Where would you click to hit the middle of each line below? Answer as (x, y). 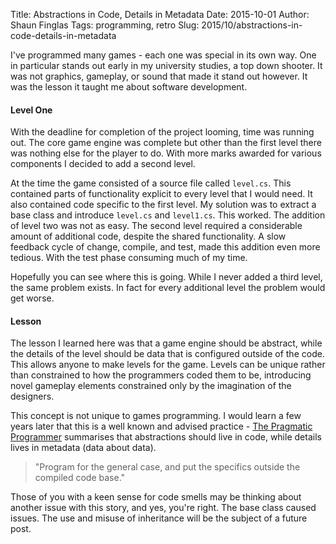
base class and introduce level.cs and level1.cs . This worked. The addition (168, 215)
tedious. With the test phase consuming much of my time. (129, 258)
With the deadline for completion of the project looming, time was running (162, 132)
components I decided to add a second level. (103, 164)
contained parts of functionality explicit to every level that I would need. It (161, 194)
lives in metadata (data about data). (83, 448)
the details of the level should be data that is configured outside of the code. (167, 354)
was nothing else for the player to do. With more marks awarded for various (166, 153)
